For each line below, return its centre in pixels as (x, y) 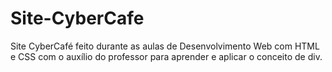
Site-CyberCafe (77, 18)
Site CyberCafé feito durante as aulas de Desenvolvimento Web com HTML (165, 46)
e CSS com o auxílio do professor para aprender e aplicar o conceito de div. (166, 56)
